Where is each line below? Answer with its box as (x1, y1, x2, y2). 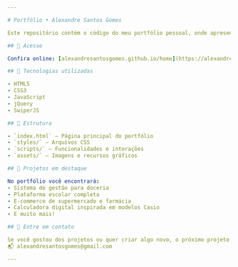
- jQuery (7, 100, 33, 107)
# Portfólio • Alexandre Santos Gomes (7, 16, 122, 23)
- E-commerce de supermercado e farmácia (7, 198, 132, 205)
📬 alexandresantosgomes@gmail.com (7, 242, 113, 250)
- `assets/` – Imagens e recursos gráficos (7, 152, 138, 159)
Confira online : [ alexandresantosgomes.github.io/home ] (7, 55, 176, 62)
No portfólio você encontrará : (7, 178, 100, 185)
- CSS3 (7, 87, 27, 94)
